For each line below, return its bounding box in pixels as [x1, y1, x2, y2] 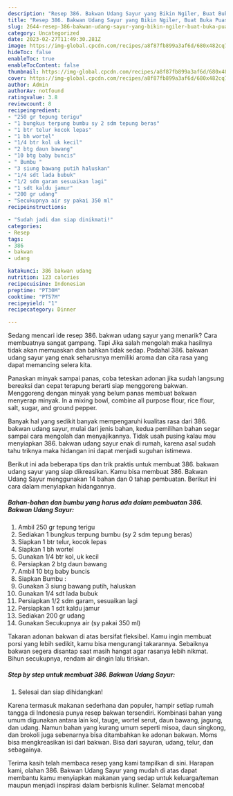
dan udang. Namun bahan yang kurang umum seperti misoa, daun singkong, [8, 723, 226, 732]
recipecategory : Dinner [8, 306, 77, 313]
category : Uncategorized [8, 29, 80, 37]
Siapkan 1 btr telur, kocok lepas [17, 538, 107, 546]
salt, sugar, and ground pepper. [8, 404, 97, 412]
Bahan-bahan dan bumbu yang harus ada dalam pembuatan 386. [8, 498, 203, 507]
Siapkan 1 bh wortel [17, 545, 74, 554]
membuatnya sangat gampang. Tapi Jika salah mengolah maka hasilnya [8, 339, 213, 347]
